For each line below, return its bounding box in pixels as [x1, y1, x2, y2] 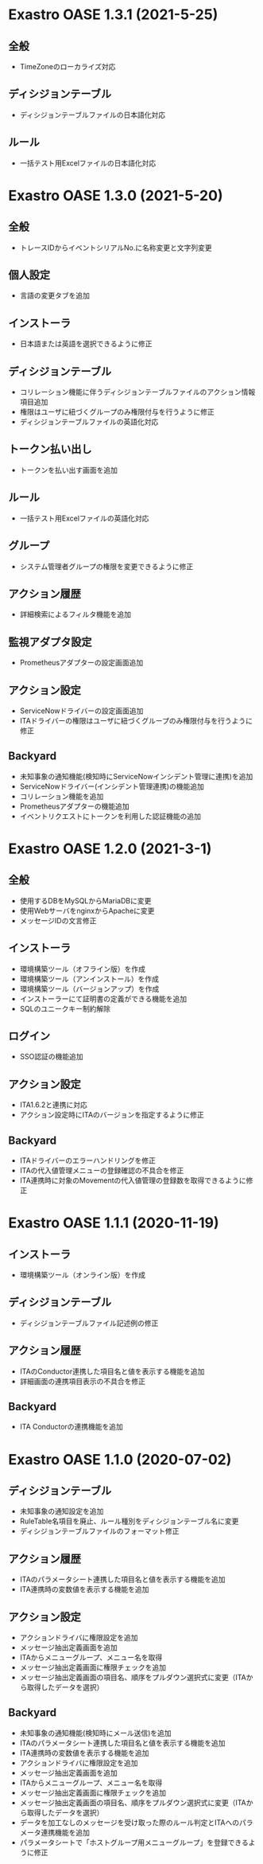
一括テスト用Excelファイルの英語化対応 [19, 513, 149, 523]
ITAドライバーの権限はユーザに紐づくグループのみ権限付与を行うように [19, 716, 253, 725]
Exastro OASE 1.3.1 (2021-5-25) [8, 6, 219, 24]
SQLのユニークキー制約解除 [19, 1004, 111, 1013]
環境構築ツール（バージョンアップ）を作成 [19, 984, 160, 993]
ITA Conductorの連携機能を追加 [19, 1422, 123, 1432]
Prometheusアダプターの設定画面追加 [19, 658, 144, 668]
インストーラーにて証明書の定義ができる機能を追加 [19, 993, 188, 1004]
